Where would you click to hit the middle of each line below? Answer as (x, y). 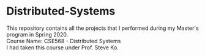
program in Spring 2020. (37, 34)
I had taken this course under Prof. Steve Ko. (63, 47)
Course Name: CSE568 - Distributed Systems (64, 41)
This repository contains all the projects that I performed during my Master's (102, 28)
